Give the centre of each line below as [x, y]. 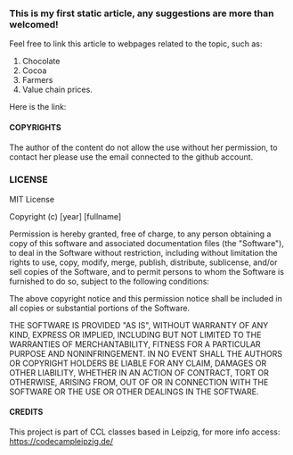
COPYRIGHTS [35, 127]
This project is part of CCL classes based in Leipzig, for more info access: [145, 432]
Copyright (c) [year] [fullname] [65, 216]
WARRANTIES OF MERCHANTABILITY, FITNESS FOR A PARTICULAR [135, 344]
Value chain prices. [57, 90]
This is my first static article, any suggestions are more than [142, 13]
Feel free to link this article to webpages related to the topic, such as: [136, 44]
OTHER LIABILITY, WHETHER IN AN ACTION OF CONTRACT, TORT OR [139, 372]
